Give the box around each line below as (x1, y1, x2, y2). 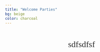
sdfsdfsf (67, 39, 96, 50)
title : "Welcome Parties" (5, 7, 57, 12)
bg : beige (5, 12, 25, 16)
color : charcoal (5, 16, 38, 21)
